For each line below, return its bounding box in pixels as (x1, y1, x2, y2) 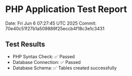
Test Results (5, 40, 46, 49)
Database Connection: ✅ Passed (12, 59, 81, 65)
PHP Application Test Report (5, 4, 127, 15)
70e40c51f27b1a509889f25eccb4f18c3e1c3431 (5, 25, 105, 31)
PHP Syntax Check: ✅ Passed (12, 53, 75, 59)
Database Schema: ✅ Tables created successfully (12, 64, 117, 71)
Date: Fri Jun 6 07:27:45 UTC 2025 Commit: (5, 20, 97, 26)
